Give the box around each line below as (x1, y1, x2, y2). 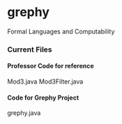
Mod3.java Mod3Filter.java (7, 77, 84, 86)
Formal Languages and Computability (7, 27, 115, 36)
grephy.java (7, 109, 41, 117)
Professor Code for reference (7, 62, 94, 70)
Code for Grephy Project (7, 93, 79, 102)
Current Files (7, 45, 52, 54)
